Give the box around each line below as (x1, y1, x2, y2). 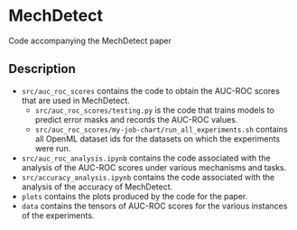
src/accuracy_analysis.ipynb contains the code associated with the (21, 171, 275, 182)
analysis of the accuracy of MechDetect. (21, 181, 173, 192)
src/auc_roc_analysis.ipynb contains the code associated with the (21, 152, 272, 163)
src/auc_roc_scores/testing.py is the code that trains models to (34, 105, 274, 115)
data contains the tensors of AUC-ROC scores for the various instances (21, 200, 288, 211)
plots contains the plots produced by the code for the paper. (21, 190, 248, 201)
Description (8, 61, 76, 77)
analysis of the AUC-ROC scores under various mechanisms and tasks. (21, 161, 287, 172)
